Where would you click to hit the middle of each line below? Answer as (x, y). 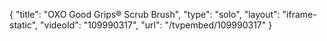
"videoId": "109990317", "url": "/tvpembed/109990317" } (156, 25)
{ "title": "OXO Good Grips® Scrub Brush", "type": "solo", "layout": (145, 14)
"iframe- (299, 14)
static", (24, 25)
